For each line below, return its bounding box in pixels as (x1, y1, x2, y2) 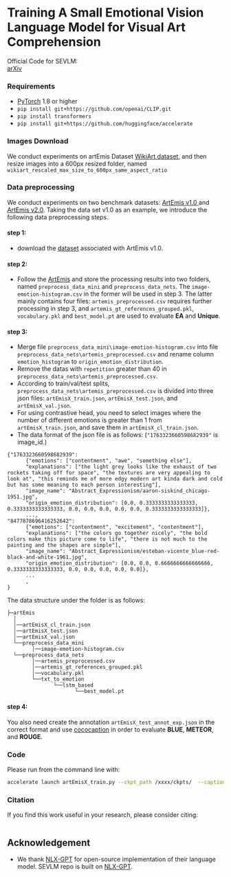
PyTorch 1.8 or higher (16, 97, 78, 105)
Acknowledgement (7, 836, 91, 849)
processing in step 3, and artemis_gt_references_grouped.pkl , (16, 305, 195, 313)
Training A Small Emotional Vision (7, 5, 204, 21)
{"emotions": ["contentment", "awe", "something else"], (25, 457, 192, 465)
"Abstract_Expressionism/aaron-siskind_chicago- (68, 487, 211, 494)
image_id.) (16, 438, 47, 446)
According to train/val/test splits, (16, 379, 110, 387)
